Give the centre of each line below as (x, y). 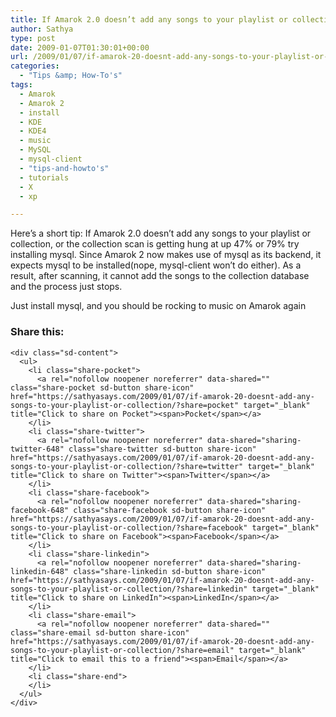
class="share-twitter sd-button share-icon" (162, 449)
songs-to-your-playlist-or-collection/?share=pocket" (125, 405)
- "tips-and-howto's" (64, 168)
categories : (35, 66)
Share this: (37, 332)
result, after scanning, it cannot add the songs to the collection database (160, 276)
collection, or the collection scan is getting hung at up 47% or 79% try (155, 244)
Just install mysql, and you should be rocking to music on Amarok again (158, 306)
